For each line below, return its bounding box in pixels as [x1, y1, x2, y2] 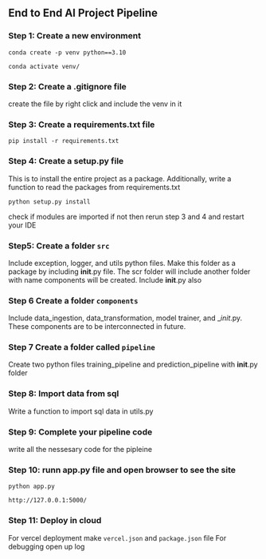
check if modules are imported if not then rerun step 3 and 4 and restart [8, 212, 244, 221]
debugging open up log [8, 541, 85, 551]
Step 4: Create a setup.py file [8, 156, 124, 167]
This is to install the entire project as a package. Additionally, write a [8, 173, 232, 183]
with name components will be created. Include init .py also [8, 275, 201, 284]
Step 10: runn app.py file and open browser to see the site [8, 464, 237, 475]
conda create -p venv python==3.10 [8, 48, 127, 57]
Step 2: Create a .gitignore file [8, 81, 127, 92]
